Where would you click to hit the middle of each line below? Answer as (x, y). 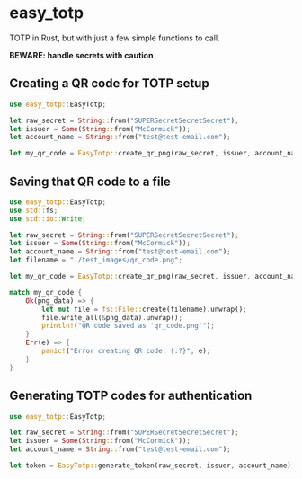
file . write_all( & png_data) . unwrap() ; (112, 317)
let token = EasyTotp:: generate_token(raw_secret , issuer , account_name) (151, 466)
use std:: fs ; (34, 210)
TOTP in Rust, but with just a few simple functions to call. (115, 38)
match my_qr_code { (46, 292)
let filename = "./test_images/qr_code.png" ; (96, 260)
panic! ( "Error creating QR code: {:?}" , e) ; (126, 351)
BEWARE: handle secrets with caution (81, 55)
